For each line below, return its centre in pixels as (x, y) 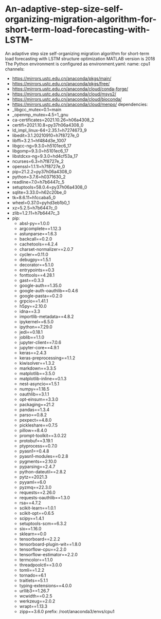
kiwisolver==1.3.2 (37, 363)
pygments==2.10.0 (38, 461)
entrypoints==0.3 (37, 270)
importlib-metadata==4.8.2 (46, 316)
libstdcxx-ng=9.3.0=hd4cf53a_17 (45, 156)
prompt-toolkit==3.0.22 (43, 435)
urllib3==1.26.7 (34, 591)
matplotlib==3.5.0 (37, 373)
